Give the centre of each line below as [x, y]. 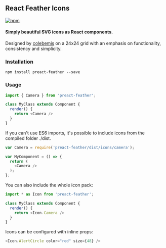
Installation [19, 62]
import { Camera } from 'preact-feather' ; [51, 95]
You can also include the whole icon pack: [49, 185]
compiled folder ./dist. [28, 138]
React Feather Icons [37, 8]
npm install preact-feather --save [43, 72]
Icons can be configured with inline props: [49, 232]
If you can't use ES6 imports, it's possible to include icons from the [75, 133]
